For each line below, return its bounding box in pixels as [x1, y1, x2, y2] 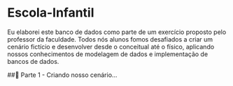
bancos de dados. [7, 57, 59, 65]
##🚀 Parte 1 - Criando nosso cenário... [7, 71, 118, 79]
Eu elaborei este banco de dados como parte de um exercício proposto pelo [7, 28, 227, 36]
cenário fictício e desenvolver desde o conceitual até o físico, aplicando [7, 42, 215, 51]
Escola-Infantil [7, 5, 94, 21]
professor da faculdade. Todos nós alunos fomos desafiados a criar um [7, 35, 213, 43]
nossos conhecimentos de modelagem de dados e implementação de [7, 50, 209, 58]
